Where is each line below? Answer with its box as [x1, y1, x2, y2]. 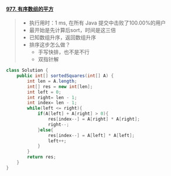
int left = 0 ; [27, 89, 61, 95]
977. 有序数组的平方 [6, 5, 54, 12]
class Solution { [6, 68, 49, 73]
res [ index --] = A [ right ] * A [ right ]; [47, 117, 141, 122]
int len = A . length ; [27, 78, 77, 84]
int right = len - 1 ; [27, 94, 77, 100]
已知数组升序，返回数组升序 [29, 34, 97, 41]
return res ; [27, 154, 57, 160]
